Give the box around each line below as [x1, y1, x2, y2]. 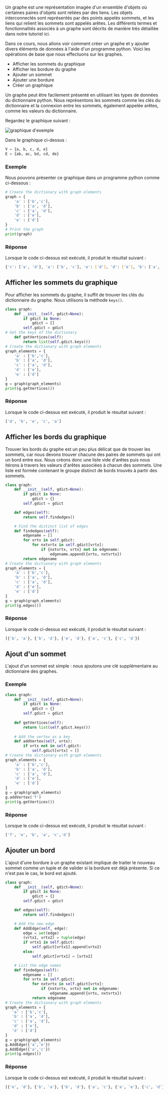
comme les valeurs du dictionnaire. [5, 108, 77, 114]
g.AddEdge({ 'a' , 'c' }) [5, 1047, 50, 1052]
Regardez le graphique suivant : [5, 118, 71, 123]
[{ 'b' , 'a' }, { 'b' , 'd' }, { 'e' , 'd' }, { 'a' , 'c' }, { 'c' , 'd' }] [5, 636, 140, 641]
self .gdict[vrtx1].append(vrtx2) [31, 945, 101, 950]
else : [23, 949, 35, 954]
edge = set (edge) [23, 931, 59, 936]
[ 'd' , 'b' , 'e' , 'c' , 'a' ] [5, 418, 61, 424]
